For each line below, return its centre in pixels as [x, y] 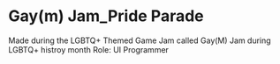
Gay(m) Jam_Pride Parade [106, 16]
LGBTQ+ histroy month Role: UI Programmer [89, 49]
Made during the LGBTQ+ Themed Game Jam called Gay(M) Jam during [140, 40]
